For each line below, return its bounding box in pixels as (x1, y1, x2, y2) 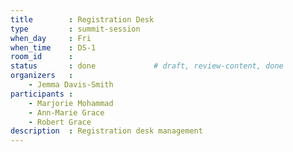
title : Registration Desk (10, 14, 155, 25)
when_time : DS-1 (10, 42, 97, 53)
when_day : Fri (10, 33, 92, 43)
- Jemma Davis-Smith (28, 80, 114, 90)
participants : (10, 89, 74, 99)
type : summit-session (10, 24, 141, 34)
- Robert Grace (28, 117, 92, 127)
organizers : (10, 71, 74, 81)
